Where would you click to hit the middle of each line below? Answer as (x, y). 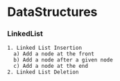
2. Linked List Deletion (43, 72)
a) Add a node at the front (54, 54)
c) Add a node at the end (51, 66)
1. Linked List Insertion (44, 48)
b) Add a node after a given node (63, 60)
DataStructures (52, 12)
